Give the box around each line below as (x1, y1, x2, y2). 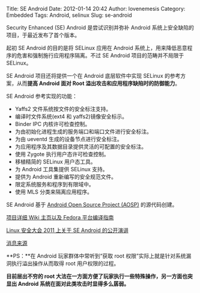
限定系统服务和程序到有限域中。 (14, 181, 94, 187)
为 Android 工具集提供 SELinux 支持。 (14, 166, 108, 172)
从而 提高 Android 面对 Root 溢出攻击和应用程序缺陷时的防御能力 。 (16, 80, 181, 87)
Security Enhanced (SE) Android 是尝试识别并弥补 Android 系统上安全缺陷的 (6, 24, 194, 31)
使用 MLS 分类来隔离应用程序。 (14, 188, 93, 195)
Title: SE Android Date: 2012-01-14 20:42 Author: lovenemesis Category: (6, 5, 186, 12)
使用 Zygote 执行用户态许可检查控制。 (14, 151, 109, 157)
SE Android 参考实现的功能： (6, 93, 78, 99)
